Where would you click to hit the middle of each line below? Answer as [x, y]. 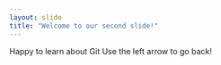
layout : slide [36, 17]
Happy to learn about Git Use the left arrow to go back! [111, 51]
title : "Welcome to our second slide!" [84, 26]
